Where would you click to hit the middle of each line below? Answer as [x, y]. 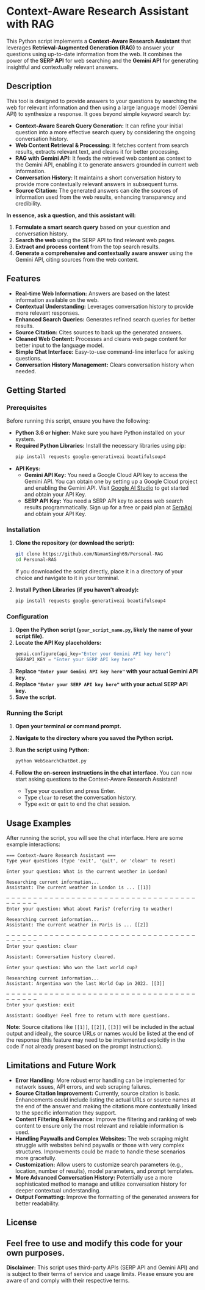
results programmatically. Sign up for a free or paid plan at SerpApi [108, 507]
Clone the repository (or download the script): [74, 543]
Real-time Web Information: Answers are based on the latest [92, 293]
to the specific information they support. [66, 1113]
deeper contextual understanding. [58, 1190]
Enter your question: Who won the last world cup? [72, 968]
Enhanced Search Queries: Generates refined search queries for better [105, 319]
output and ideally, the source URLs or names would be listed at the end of [100, 1034]
